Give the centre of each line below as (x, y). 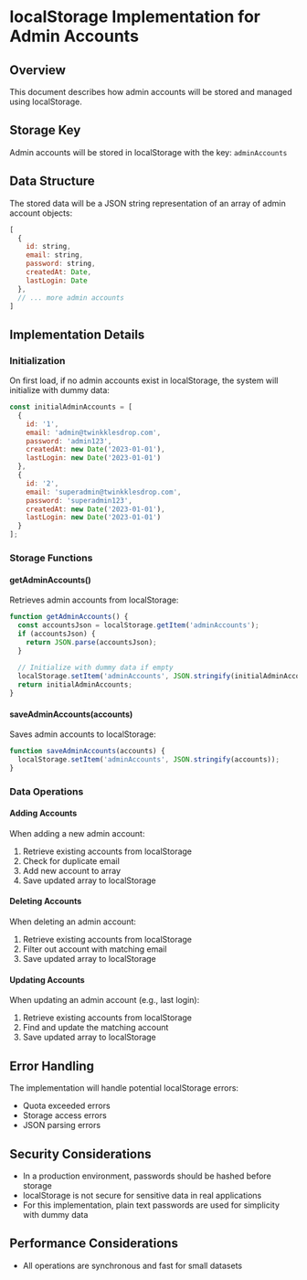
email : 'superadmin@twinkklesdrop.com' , (104, 492)
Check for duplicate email (71, 860)
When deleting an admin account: (73, 922)
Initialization (37, 360)
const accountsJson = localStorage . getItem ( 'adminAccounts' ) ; (138, 625)
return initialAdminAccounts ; (75, 685)
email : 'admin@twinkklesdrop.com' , (94, 432)
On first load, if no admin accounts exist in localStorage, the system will (144, 380)
